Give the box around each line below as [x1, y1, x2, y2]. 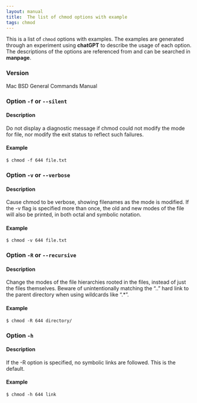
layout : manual [6, 8, 44, 15]
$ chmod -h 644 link [6, 391, 57, 397]
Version [6, 69, 29, 77]
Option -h [6, 331, 34, 340]
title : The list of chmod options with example [6, 14, 128, 20]
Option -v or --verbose [6, 171, 71, 179]
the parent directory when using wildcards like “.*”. [6, 291, 129, 298]
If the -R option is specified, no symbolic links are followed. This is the [6, 359, 176, 366]
